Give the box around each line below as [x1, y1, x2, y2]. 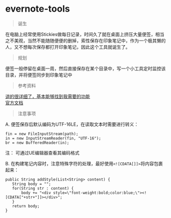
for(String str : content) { [12, 186, 74, 191]
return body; [12, 203, 40, 208]
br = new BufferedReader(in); [5, 140, 70, 145]
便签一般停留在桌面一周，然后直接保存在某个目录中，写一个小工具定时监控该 [5, 65, 166, 71]
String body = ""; [12, 181, 51, 187]
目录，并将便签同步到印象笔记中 [5, 71, 72, 78]
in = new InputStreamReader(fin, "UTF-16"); [5, 135, 101, 141]
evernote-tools [5, 3, 70, 15]
